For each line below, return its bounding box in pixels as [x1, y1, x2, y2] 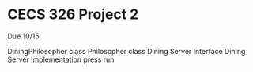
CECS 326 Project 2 [7, 5, 139, 23]
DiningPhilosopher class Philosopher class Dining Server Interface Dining [7, 46, 246, 56]
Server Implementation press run [7, 55, 115, 64]
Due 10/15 [7, 31, 40, 41]
